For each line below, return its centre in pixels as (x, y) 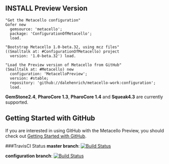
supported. (17, 102)
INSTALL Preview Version (47, 8)
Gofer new (16, 25)
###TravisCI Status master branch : (43, 146)
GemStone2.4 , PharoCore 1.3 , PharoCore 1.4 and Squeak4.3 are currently (84, 97)
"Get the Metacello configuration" (43, 20)
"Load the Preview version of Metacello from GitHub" (64, 65)
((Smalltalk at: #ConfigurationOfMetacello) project (62, 51)
